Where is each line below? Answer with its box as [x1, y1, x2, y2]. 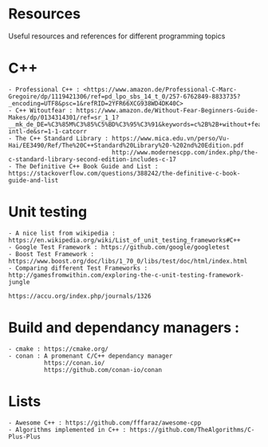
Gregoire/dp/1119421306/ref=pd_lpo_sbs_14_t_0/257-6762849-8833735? [8, 93, 241, 101]
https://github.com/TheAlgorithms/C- [129, 425, 255, 433]
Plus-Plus [8, 433, 41, 441]
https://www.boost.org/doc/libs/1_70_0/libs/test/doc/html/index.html [8, 257, 248, 265]
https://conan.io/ [43, 358, 105, 367]
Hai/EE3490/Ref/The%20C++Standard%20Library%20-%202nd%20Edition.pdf [8, 141, 245, 149]
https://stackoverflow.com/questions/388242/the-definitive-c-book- [8, 169, 241, 177]
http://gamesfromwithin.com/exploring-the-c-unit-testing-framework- [8, 271, 245, 279]
